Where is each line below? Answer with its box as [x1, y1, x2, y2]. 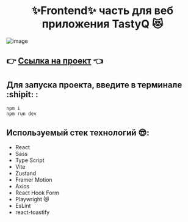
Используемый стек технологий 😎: [6, 127, 150, 138]
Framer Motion [15, 176, 53, 183]
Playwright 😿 [15, 195, 49, 202]
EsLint [15, 202, 31, 209]
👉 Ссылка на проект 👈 [6, 56, 103, 66]
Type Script [15, 157, 45, 164]
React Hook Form [15, 189, 59, 196]
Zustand [15, 169, 37, 177]
